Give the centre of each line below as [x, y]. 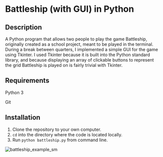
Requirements [27, 80]
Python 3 [14, 93]
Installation [23, 117]
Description [23, 27]
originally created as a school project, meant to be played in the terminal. [79, 44]
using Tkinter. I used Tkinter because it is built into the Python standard [78, 55]
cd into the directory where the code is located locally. [67, 134]
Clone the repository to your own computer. [57, 129]
